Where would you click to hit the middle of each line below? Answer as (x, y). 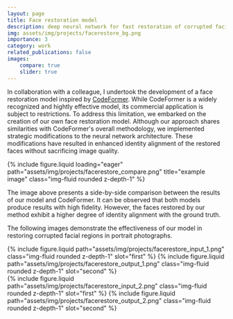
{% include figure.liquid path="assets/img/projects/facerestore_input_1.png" (116, 249)
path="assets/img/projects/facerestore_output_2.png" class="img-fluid (109, 300)
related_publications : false (49, 53)
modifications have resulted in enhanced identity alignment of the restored (114, 143)
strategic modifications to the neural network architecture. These (100, 136)
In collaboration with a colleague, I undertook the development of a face (110, 92)
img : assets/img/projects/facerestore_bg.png (74, 33)
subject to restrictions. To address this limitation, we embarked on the (107, 114)
